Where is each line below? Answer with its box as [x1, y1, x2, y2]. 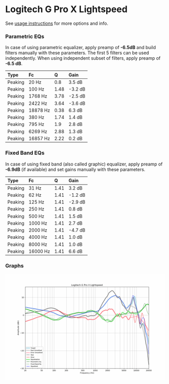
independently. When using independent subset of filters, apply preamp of [5, 55, 161, 61]
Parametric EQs [5, 33, 45, 40]
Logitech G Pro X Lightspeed [5, 4, 128, 15]
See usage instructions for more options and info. [5, 20, 109, 26]
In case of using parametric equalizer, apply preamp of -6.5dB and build [5, 45, 156, 51]
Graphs [5, 262, 24, 269]
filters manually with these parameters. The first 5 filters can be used [5, 50, 149, 56]
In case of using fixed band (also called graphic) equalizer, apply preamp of [5, 161, 163, 167]
